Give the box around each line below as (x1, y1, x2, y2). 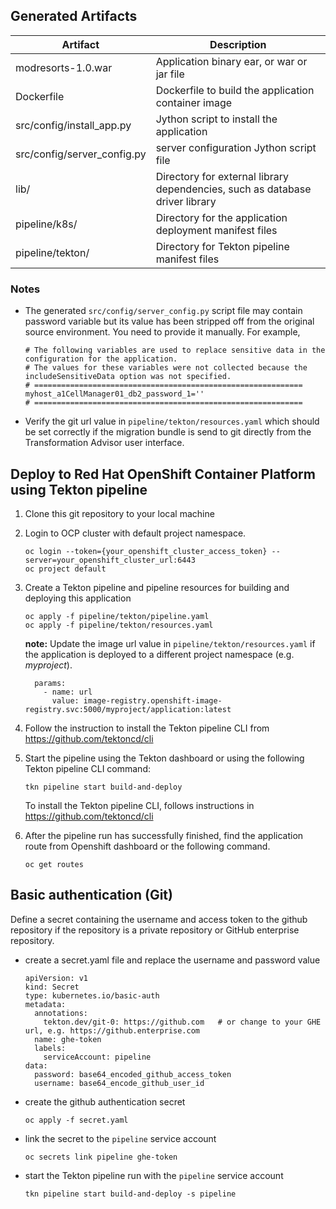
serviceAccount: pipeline (43, 1052, 152, 1062)
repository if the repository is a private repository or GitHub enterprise (10, 924, 300, 936)
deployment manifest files (155, 223, 278, 237)
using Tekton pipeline (10, 481, 148, 498)
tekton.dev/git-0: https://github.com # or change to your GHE (43, 1017, 322, 1027)
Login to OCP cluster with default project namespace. (24, 527, 247, 539)
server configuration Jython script (155, 140, 317, 154)
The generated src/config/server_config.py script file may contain (24, 305, 303, 317)
